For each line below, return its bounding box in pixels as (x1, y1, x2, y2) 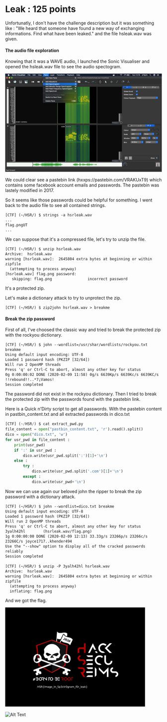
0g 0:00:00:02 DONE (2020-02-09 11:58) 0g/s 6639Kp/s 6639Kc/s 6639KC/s (5, 372, 159, 377)
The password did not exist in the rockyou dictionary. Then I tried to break (5, 391, 157, 397)
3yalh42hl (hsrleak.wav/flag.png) (5, 529, 92, 534)
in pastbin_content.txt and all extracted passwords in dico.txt (5, 411, 130, 417)
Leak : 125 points (5, 3, 76, 15)
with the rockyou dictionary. (5, 332, 63, 338)
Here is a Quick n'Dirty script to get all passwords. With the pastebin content (5, 406, 162, 412)
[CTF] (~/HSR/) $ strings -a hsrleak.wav (5, 213, 92, 218)
